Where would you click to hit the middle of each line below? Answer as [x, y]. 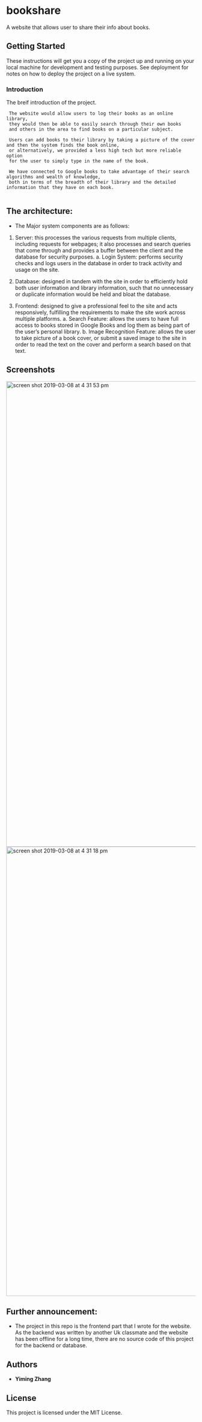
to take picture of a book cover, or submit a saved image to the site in [101, 338]
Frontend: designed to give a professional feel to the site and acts [96, 306]
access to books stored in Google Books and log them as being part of [102, 325]
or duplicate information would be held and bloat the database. [93, 294]
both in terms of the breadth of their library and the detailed [92, 182]
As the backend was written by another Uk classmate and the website [101, 1333]
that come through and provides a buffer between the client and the [99, 250]
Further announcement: [52, 1312]
